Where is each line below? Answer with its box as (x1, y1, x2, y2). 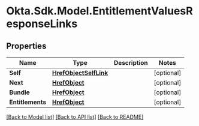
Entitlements (9, 98, 47, 106)
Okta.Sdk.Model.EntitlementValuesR (6, 4, 193, 18)
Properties (6, 41, 47, 51)
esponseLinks (6, 17, 78, 31)
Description (113, 59, 148, 67)
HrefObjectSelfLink (52, 69, 108, 77)
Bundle (9, 88, 30, 97)
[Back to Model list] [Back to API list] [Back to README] (6, 113, 144, 121)
